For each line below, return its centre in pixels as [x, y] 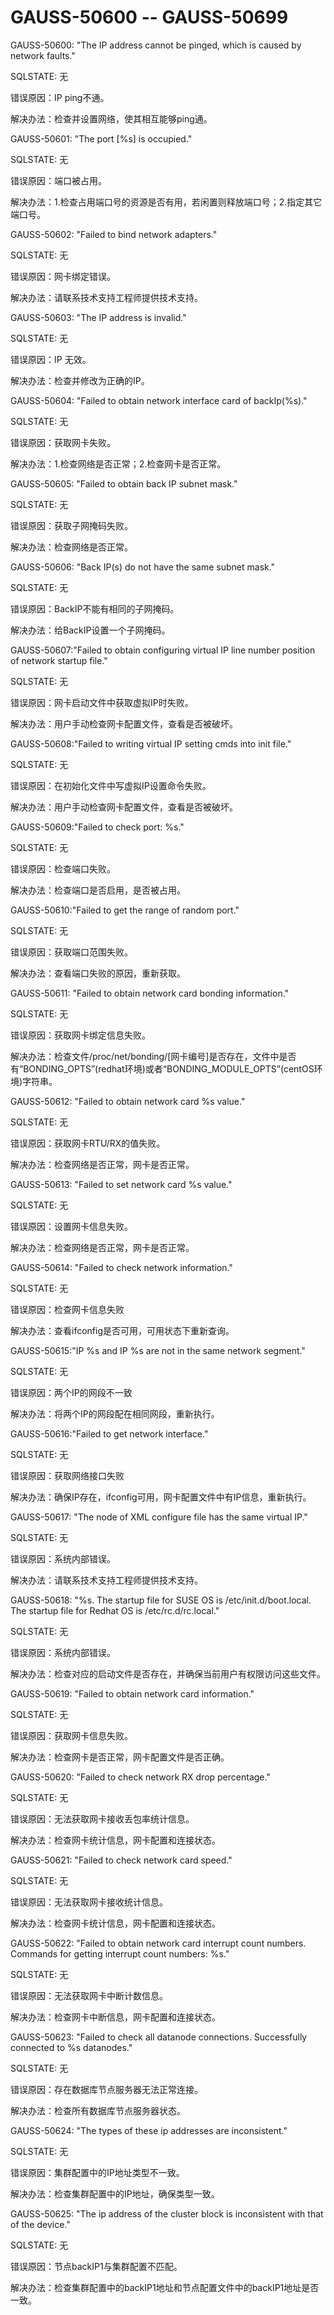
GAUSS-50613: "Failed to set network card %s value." [121, 1184]
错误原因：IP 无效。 [51, 359]
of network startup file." [59, 660]
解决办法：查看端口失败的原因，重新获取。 [98, 973]
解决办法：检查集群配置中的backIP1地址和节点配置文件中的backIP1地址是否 [165, 2287]
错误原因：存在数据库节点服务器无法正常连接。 [106, 2089]
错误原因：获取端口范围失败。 [71, 952]
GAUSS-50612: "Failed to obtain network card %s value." [128, 1101]
